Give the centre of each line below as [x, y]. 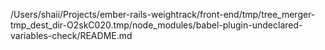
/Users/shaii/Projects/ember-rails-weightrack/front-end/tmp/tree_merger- [163, 14]
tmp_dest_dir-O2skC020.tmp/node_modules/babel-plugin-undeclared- [156, 25]
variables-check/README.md [71, 35]
